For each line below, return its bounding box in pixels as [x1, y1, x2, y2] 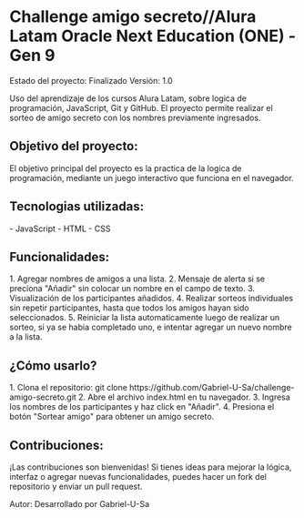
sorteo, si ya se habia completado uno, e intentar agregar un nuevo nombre [9, 321, 293, 333]
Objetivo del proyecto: [9, 138, 138, 154]
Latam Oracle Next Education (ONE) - [9, 25, 297, 46]
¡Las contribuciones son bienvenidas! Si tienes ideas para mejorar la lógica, [9, 462, 292, 472]
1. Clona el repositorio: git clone [9, 382, 127, 393]
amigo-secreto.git [9, 391, 77, 402]
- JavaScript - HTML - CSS [9, 223, 111, 234]
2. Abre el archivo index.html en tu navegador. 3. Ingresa [78, 391, 291, 402]
